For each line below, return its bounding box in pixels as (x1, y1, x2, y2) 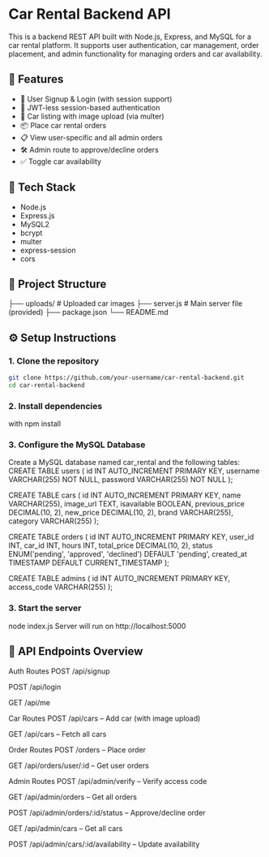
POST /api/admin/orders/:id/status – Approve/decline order (8, 807, 206, 817)
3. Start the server (8, 602, 82, 614)
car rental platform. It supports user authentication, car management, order (8, 40, 259, 50)
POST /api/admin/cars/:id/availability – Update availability (8, 839, 200, 849)
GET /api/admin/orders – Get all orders (8, 792, 138, 802)
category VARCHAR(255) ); (8, 516, 100, 526)
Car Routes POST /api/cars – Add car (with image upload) (8, 713, 201, 723)
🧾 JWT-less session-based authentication (19, 102, 160, 112)
